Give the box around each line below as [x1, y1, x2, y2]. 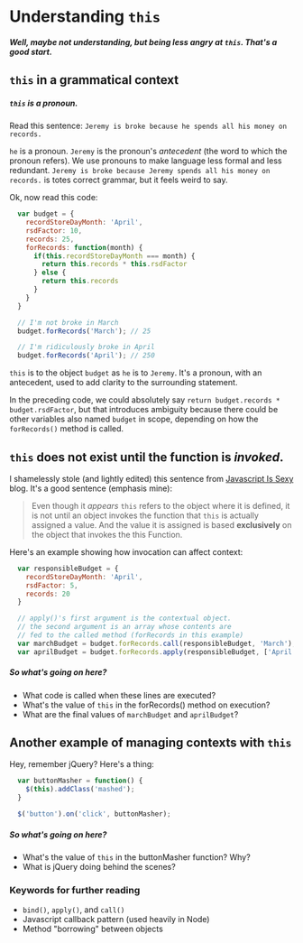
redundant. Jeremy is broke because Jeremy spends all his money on [9, 165, 271, 176]
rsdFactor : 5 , [25, 580, 78, 590]
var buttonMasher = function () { [17, 776, 143, 786]
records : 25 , [25, 235, 75, 244]
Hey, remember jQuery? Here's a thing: [9, 759, 155, 770]
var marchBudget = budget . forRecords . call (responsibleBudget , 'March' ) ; [17, 639, 297, 648]
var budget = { [17, 209, 75, 218]
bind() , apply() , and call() [22, 904, 125, 915]
